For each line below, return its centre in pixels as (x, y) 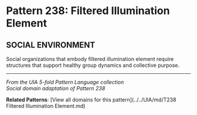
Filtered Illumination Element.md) (46, 106)
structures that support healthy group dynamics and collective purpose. (93, 65)
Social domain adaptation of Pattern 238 (56, 88)
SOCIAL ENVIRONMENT (51, 45)
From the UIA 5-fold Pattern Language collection (65, 82)
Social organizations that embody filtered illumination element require (90, 59)
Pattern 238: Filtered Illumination (88, 11)
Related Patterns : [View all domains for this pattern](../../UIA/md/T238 (91, 100)
